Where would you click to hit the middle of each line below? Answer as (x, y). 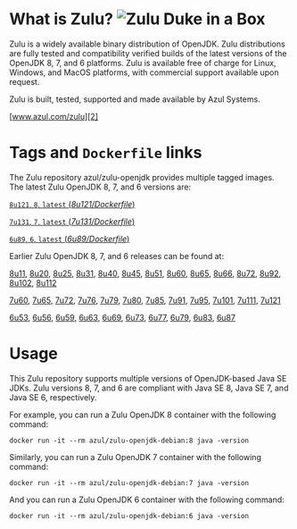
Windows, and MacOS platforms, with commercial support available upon (144, 72)
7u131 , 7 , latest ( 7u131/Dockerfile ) (72, 221)
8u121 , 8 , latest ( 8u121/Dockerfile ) (72, 204)
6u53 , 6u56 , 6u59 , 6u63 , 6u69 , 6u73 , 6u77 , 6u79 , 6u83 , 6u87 (123, 317)
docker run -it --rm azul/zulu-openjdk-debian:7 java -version (129, 483)
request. (25, 81)
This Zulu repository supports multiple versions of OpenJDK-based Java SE (148, 378)
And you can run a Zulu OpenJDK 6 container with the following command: (147, 500)
